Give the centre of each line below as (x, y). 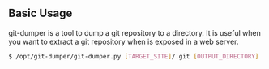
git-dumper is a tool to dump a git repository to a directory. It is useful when (134, 32)
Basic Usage (41, 13)
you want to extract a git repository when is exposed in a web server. (124, 41)
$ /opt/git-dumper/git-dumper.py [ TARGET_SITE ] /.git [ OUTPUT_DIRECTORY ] (134, 56)
